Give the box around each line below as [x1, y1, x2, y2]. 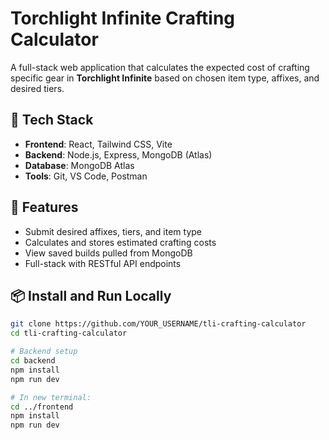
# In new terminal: [10, 392, 92, 402]
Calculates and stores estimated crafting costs [24, 236, 217, 248]
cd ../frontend [10, 402, 74, 412]
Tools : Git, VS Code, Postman [24, 170, 148, 182]
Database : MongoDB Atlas [24, 159, 135, 171]
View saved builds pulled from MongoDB [24, 247, 193, 259]
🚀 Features [10, 199, 79, 216]
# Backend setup [10, 347, 78, 357]
